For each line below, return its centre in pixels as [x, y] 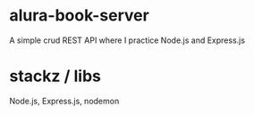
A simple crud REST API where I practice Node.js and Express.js [127, 40]
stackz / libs [55, 76]
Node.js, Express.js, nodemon [64, 101]
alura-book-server [79, 16]
